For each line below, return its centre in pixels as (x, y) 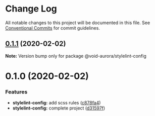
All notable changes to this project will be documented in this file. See (78, 23)
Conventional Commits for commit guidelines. (53, 28)
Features (16, 92)
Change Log (31, 9)
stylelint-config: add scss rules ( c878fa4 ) (57, 103)
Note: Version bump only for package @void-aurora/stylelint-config (76, 56)
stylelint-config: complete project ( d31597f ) (59, 108)
